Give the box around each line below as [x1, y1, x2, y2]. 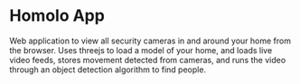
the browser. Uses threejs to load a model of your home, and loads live [9, 44, 273, 55]
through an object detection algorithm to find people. [9, 64, 206, 75]
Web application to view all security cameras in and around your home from [9, 35, 292, 46]
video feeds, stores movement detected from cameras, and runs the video [9, 54, 286, 65]
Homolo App [9, 5, 106, 26]
